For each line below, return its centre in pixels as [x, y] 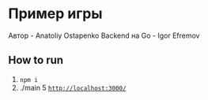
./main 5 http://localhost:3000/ [73, 87]
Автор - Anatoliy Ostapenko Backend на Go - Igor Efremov [104, 35]
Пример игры [55, 14]
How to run [36, 60]
